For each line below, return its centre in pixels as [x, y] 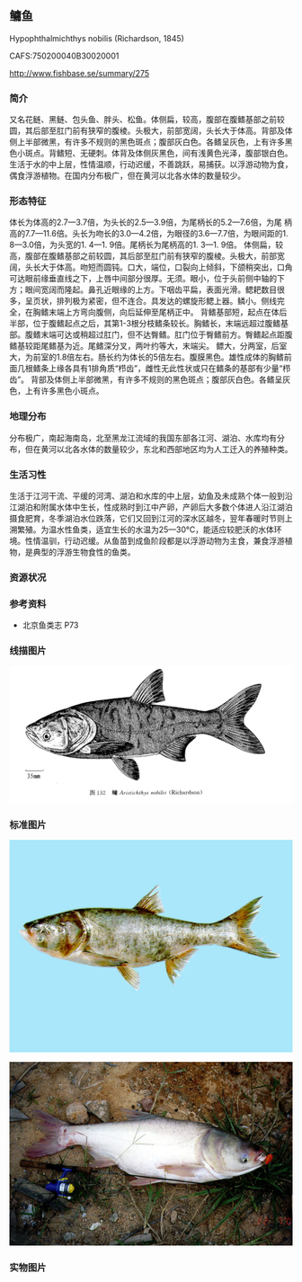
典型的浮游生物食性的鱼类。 [84, 552]
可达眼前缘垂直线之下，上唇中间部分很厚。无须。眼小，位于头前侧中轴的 [143, 279]
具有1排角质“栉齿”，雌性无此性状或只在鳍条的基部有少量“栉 [181, 369]
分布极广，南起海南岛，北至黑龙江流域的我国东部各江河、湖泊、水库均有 [143, 438]
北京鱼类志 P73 [50, 625]
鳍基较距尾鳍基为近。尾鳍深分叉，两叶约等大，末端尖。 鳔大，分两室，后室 [148, 346]
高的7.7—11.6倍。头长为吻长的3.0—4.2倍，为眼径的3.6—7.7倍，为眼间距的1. [149, 234]
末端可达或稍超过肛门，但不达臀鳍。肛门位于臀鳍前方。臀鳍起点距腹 [166, 334]
